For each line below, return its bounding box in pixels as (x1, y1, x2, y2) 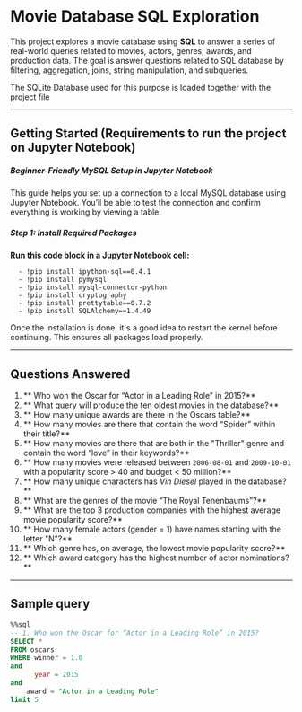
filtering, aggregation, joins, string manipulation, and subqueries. (10, 65, 249, 75)
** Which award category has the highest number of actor (22, 552, 238, 563)
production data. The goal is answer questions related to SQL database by (10, 55, 285, 66)
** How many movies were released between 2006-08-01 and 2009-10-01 (22, 457, 292, 468)
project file (10, 92, 50, 102)
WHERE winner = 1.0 (10, 654, 83, 663)
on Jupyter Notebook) (10, 140, 136, 155)
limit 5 (10, 695, 39, 704)
